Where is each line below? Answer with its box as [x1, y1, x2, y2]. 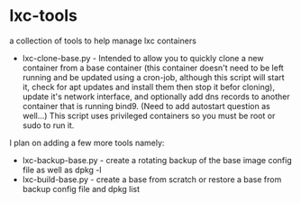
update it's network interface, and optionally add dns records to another [22, 91, 290, 102]
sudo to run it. [22, 119, 75, 131]
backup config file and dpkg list [22, 183, 141, 194]
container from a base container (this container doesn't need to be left [22, 62, 284, 73]
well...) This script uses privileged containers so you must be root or [22, 110, 276, 121]
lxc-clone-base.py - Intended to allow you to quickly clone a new [22, 52, 264, 63]
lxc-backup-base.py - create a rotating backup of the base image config [22, 154, 292, 165]
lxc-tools [9, 5, 78, 26]
